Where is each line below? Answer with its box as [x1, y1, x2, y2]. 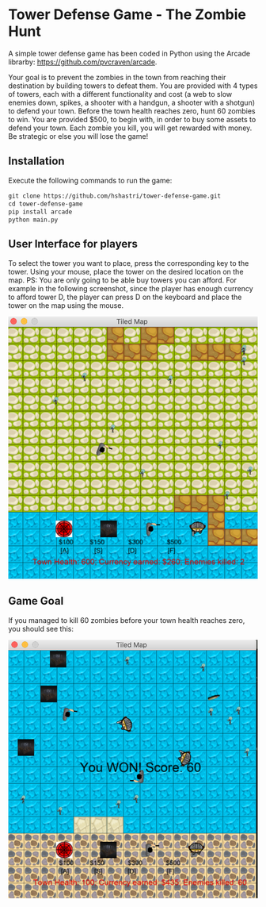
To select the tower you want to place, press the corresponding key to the [8, 258, 249, 267]
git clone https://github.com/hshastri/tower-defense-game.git [8, 192, 222, 200]
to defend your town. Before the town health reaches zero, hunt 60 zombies [8, 106, 256, 116]
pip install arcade [8, 208, 73, 216]
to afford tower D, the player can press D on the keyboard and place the [8, 292, 242, 302]
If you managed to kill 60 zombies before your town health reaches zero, [8, 615, 245, 625]
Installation [8, 155, 65, 168]
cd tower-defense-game [8, 200, 83, 208]
